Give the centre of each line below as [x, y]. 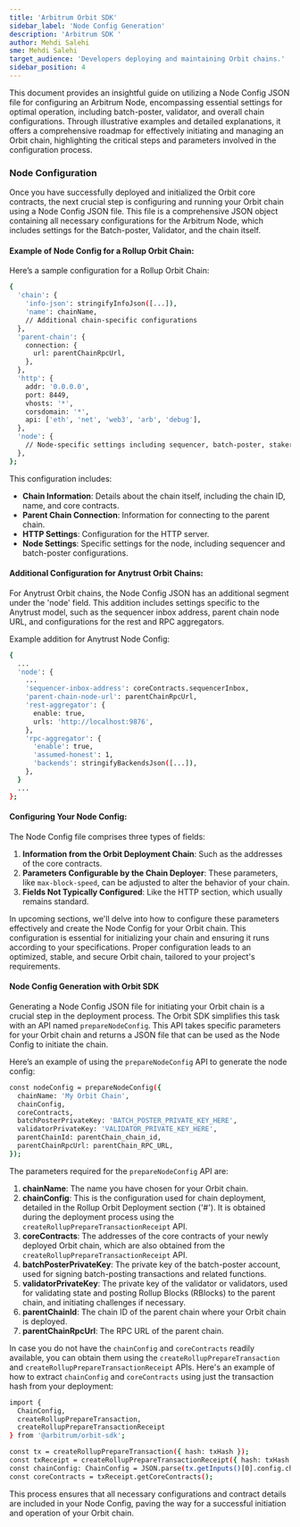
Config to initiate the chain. [59, 1044]
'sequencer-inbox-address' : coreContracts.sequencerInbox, [137, 689]
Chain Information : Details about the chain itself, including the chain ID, [154, 496]
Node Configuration [53, 172]
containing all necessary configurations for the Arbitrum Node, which [137, 221]
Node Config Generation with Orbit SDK [84, 986]
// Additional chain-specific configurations [112, 320]
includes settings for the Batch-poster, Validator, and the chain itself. [135, 231]
